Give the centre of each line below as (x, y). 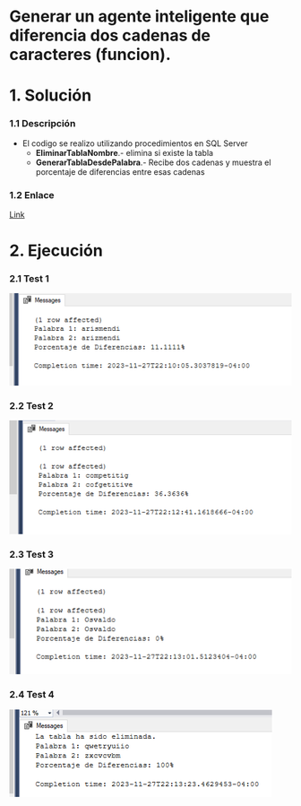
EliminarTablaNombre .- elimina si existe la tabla (124, 152)
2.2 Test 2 (31, 405)
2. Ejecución (56, 251)
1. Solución (51, 95)
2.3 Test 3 (31, 554)
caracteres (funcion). (90, 55)
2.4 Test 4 (32, 695)
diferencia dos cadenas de (110, 35)
